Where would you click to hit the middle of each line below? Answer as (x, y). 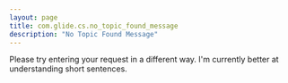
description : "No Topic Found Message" (84, 34)
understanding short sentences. (68, 69)
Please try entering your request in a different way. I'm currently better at (144, 60)
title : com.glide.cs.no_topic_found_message (94, 26)
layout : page (34, 17)
